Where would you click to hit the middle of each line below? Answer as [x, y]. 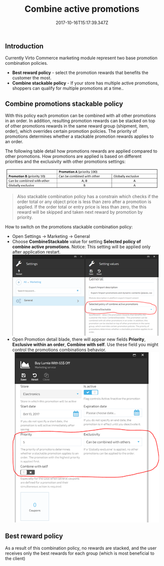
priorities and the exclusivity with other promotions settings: [65, 162]
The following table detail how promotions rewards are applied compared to [81, 151]
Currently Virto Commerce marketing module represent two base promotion [81, 58]
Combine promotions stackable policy [64, 104]
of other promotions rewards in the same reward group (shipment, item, [77, 126]
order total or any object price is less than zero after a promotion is [84, 202]
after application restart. [36, 252]
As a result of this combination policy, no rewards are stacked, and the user [81, 548]
